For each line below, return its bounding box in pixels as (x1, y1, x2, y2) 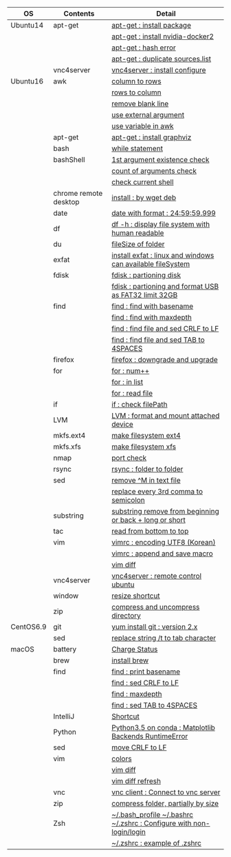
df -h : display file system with (111, 220, 210, 229)
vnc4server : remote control (111, 572, 201, 581)
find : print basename (111, 667, 181, 676)
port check (111, 453, 147, 463)
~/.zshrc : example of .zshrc (111, 838, 201, 847)
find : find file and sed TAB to (111, 335, 205, 344)
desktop (53, 197, 80, 206)
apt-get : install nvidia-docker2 (111, 32, 214, 41)
